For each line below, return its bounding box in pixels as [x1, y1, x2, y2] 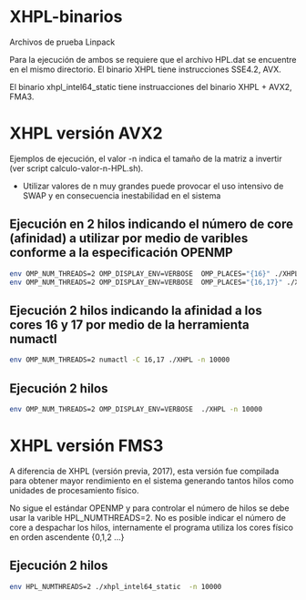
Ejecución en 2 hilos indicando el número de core [9, 217, 294, 232]
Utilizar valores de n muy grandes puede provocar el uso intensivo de [22, 180, 284, 191]
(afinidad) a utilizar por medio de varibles [9, 230, 249, 247]
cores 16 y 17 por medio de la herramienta [9, 317, 250, 332]
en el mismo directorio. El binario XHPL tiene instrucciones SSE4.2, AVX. [9, 64, 282, 75]
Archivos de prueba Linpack [9, 36, 116, 47]
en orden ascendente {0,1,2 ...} [9, 531, 125, 543]
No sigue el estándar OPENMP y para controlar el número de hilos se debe [9, 503, 290, 514]
